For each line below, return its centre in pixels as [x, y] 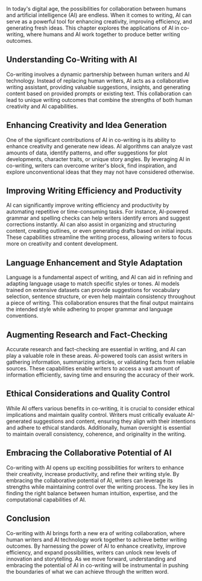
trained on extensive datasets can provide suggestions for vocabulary [93, 290]
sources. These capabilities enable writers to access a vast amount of [93, 369]
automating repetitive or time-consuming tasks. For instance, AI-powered [97, 212]
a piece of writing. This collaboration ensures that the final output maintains [100, 303]
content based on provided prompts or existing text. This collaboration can [99, 94]
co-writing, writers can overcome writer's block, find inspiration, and [91, 165]
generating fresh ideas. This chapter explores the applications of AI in [93, 28]
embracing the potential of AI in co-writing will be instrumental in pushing [97, 565]
